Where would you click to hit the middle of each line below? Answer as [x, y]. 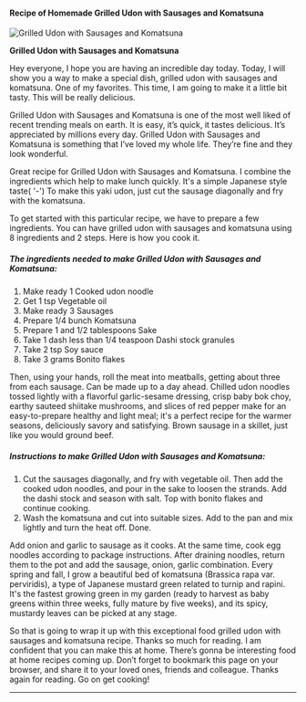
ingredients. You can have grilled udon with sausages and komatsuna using [151, 228]
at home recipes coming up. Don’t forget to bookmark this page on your [144, 660]
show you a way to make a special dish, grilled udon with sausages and [143, 79]
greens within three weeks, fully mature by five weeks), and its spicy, [139, 603]
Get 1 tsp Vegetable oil [65, 301]
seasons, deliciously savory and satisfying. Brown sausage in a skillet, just [149, 425]
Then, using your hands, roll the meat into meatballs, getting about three [145, 377]
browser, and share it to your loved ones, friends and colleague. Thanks [144, 670]
